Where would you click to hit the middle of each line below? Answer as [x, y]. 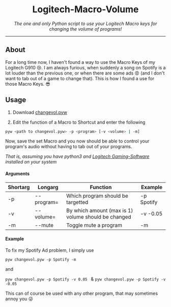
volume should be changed [98, 217]
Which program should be [97, 196]
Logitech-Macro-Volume [85, 9]
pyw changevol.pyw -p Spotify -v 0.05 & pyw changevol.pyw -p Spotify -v [85, 279]
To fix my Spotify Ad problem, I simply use [50, 250]
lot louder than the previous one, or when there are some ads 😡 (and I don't [85, 73]
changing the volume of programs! [85, 29]
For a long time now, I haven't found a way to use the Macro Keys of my [80, 62]
